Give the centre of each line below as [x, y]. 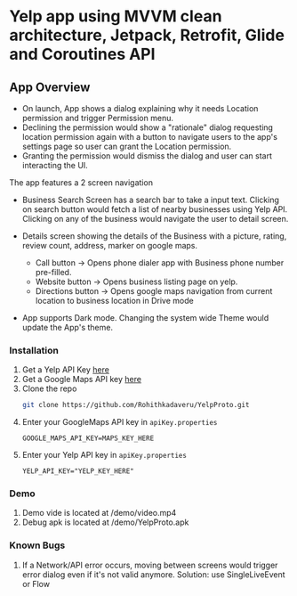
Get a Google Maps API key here [82, 380]
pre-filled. [53, 272]
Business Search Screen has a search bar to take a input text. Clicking [151, 200]
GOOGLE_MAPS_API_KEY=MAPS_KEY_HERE [88, 438]
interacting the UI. [55, 165]
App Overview [50, 87]
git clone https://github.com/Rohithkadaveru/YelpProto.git [136, 405]
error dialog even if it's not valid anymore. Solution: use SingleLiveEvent [154, 574]
